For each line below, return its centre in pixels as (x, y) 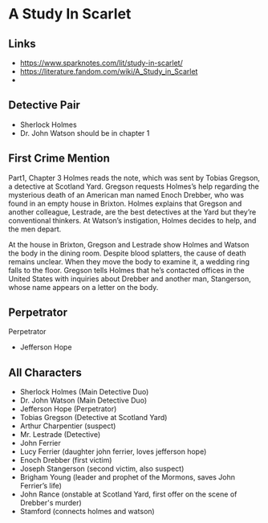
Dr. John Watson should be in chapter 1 (85, 133)
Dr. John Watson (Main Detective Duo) (83, 400)
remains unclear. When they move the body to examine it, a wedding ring (129, 261)
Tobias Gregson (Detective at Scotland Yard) (93, 418)
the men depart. (35, 229)
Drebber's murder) (51, 503)
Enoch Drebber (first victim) (66, 460)
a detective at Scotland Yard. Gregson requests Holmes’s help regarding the (134, 186)
